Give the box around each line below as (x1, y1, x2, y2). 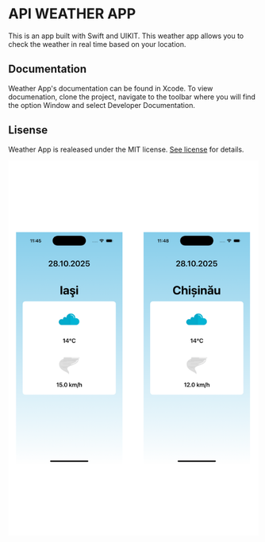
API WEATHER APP (8, 5, 136, 23)
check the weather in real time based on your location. (8, 39, 186, 48)
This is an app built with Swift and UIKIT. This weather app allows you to (8, 31, 244, 40)
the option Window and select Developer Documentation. (8, 100, 196, 110)
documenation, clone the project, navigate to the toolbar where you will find (8, 92, 256, 102)
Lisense (8, 124, 48, 137)
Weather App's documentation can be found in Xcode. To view (8, 83, 213, 93)
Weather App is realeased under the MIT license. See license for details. (8, 144, 244, 154)
